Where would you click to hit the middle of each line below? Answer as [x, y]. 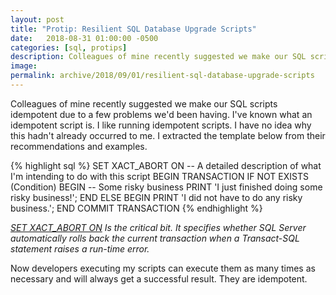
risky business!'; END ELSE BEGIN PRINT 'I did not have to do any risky [156, 197]
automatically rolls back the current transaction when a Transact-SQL [155, 238]
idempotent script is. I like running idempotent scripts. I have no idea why [161, 125]
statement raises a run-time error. [80, 248]
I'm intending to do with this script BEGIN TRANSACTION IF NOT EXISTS [159, 176]
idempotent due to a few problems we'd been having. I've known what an [161, 114]
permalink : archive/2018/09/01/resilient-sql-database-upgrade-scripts [162, 76]
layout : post [37, 19]
